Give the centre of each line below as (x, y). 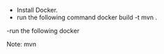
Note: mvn (21, 44)
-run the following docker (43, 31)
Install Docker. (37, 10)
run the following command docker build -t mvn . (87, 17)
